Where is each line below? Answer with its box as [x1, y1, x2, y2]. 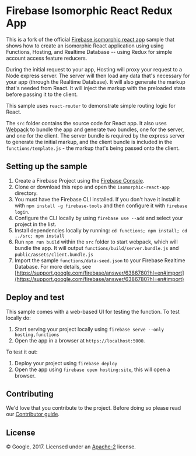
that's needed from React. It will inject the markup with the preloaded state [6, 84, 185, 91]
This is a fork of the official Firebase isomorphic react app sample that [6, 36, 175, 43]
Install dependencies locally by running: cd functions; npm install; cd [14, 227, 188, 234]
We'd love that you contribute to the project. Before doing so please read [6, 404, 181, 412]
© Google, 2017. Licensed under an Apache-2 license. [6, 443, 136, 450]
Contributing [6, 389, 54, 399]
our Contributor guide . [6, 411, 60, 418]
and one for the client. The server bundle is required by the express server [6, 132, 185, 139]
